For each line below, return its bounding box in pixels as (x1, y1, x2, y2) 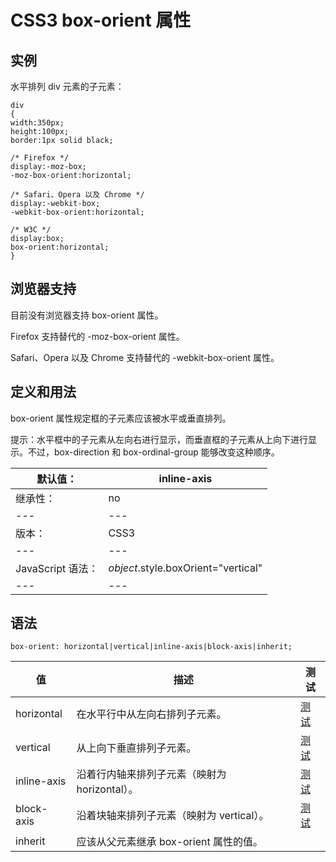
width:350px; (10, 118, 65, 128)
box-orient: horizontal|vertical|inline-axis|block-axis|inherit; (10, 642, 293, 652)
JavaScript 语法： (15, 561, 99, 575)
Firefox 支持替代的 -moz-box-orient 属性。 (10, 330, 185, 342)
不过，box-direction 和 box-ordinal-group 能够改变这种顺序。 (27, 446, 280, 458)
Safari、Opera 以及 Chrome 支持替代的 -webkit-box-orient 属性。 (10, 351, 280, 363)
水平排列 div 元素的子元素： (10, 81, 125, 92)
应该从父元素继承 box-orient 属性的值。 (76, 835, 263, 849)
